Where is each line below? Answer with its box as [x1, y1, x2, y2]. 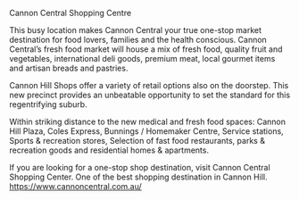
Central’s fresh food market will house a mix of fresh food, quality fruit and [9, 44, 283, 54]
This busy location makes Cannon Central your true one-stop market [9, 25, 262, 35]
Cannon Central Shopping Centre [9, 8, 132, 18]
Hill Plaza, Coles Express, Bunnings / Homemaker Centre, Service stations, [9, 126, 284, 137]
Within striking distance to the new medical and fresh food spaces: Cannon [9, 116, 287, 127]
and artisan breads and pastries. [9, 62, 129, 73]
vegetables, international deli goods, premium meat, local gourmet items [9, 54, 276, 63]
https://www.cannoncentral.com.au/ [9, 181, 143, 191]
